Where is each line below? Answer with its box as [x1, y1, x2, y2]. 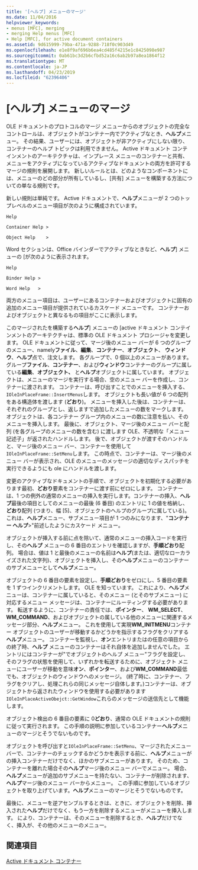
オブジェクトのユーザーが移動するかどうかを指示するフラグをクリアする [12, 628, 189, 635]
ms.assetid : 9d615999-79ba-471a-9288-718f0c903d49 [6, 42, 134, 48]
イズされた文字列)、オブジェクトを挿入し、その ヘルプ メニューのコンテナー [6, 557, 189, 564]
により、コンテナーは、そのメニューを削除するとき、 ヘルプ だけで [17, 814, 177, 821]
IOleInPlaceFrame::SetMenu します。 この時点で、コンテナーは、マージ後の [6, 450, 187, 457]
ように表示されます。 [40, 253, 92, 261]
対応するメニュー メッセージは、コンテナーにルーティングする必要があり [6, 599, 183, 606]
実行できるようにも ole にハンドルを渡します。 [6, 465, 120, 472]
